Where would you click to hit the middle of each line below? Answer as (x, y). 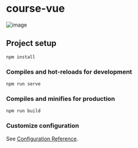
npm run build (24, 111)
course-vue (35, 9)
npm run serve (24, 84)
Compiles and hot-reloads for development (69, 71)
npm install (21, 57)
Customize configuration (43, 126)
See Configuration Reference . (42, 139)
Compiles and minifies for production (60, 98)
